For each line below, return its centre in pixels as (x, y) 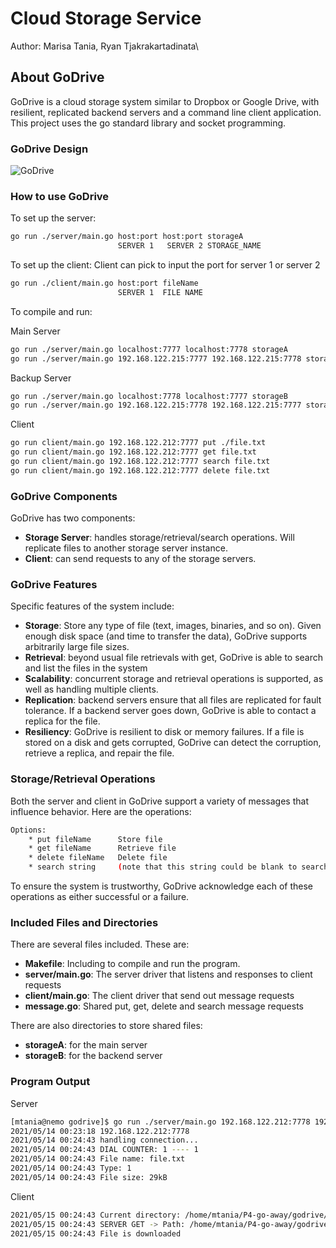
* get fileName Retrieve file (102, 848)
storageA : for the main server (86, 1045)
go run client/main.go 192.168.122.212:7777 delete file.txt (140, 470)
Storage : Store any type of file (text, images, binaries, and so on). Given (173, 626)
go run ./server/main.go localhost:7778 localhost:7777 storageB (149, 396)
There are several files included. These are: (100, 944)
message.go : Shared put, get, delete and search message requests (164, 1006)
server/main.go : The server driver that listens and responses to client (168, 974)
